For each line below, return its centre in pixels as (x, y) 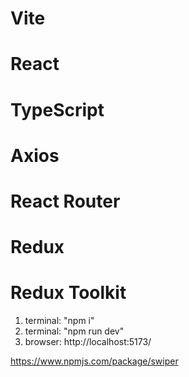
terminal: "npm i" (59, 321)
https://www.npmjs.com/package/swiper (94, 361)
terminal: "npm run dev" (74, 331)
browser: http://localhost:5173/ (88, 342)
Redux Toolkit (68, 293)
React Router (65, 201)
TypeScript (57, 109)
